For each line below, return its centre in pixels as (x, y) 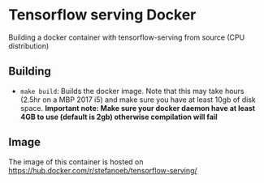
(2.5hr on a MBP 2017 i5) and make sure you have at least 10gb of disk (138, 100)
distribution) (29, 45)
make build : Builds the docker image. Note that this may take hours (132, 91)
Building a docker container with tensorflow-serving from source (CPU (127, 37)
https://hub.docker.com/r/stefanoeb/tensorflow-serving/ (103, 170)
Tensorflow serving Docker (102, 15)
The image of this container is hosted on (76, 162)
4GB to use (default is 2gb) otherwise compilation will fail (119, 117)
